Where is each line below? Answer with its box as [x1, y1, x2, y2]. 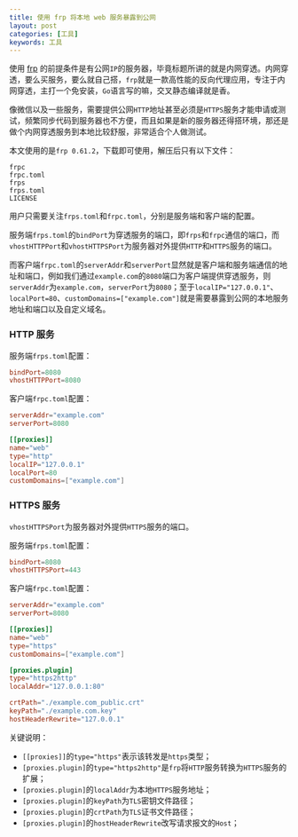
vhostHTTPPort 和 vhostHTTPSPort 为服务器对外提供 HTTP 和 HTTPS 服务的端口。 [9, 241, 277, 251]
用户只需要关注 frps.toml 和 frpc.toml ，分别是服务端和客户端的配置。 [9, 210, 260, 222]
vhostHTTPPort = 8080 [9, 376, 82, 385]
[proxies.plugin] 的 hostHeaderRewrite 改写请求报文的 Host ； [21, 817, 239, 828]
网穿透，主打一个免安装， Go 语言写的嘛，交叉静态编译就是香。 [9, 85, 235, 96]
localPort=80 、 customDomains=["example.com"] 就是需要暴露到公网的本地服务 [9, 293, 289, 304]
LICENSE [9, 194, 38, 203]
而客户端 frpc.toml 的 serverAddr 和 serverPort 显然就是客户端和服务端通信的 [9, 259, 280, 271]
